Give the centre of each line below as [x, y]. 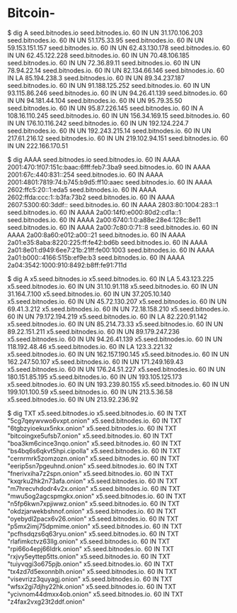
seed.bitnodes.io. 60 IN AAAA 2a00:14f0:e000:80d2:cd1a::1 [94, 212]
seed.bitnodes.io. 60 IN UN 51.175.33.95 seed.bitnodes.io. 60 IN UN [105, 40]
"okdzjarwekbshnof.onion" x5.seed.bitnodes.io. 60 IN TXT [92, 511]
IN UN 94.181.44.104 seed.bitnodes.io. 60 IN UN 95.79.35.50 [95, 100]
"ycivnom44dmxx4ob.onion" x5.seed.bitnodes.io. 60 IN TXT [96, 594]
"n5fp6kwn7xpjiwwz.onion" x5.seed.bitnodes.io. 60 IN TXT [94, 503]
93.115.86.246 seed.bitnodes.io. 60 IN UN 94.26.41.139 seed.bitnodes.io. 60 [117, 93]
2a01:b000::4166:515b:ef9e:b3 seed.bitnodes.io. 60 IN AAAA [96, 258]
